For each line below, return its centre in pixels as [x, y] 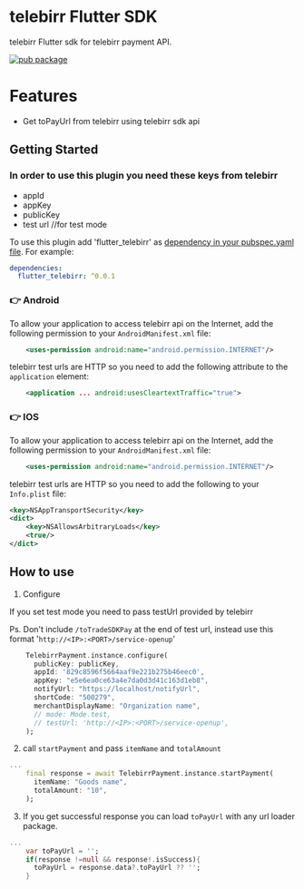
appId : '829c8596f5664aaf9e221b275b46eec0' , [119, 672]
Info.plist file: [38, 493]
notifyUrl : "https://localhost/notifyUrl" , [117, 689]
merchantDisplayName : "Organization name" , [117, 706]
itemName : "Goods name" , [80, 782]
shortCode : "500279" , [74, 698]
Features [44, 96]
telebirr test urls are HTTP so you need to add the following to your [134, 484]
